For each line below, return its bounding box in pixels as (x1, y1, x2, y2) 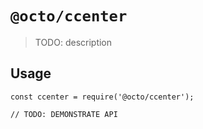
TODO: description (34, 36, 113, 48)
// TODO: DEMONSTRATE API (10, 109, 118, 119)
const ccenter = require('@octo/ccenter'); (10, 92, 195, 102)
